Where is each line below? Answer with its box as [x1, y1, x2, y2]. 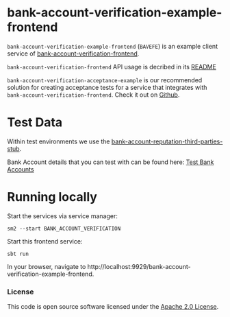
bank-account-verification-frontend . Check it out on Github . [7, 91, 180, 99]
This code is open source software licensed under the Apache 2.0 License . [7, 303, 219, 311]
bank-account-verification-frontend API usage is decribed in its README [7, 62, 217, 71]
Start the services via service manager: [7, 211, 118, 220]
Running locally [7, 189, 98, 205]
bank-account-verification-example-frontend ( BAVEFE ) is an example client [7, 42, 218, 50]
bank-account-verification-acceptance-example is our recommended [7, 75, 203, 84]
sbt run [7, 250, 29, 257]
